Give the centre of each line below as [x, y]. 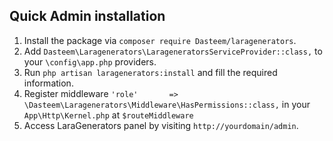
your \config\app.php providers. [90, 61]
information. [48, 83]
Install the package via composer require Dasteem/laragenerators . [160, 40]
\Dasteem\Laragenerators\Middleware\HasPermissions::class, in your [167, 104]
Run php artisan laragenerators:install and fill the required [150, 72]
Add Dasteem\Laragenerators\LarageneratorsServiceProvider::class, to [173, 51]
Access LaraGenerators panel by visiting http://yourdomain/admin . [161, 125]
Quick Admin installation [87, 16]
